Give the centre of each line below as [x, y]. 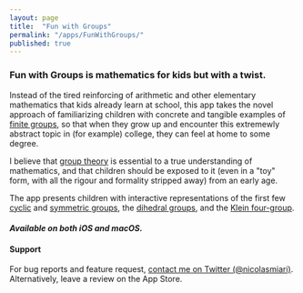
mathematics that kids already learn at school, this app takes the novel [141, 105]
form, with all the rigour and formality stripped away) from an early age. [144, 180]
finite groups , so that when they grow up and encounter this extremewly [145, 124]
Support [25, 249]
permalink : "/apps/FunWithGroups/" [77, 35]
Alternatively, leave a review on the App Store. [96, 279]
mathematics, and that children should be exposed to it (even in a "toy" [142, 170]
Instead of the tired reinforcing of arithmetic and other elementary [133, 95]
